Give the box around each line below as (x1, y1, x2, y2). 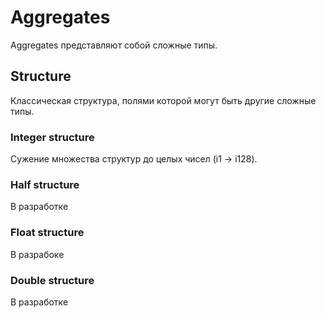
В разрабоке (10, 248, 65, 260)
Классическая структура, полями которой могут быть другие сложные (10, 94, 317, 106)
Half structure (10, 177, 80, 191)
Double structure (10, 273, 95, 287)
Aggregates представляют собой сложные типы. (10, 39, 218, 51)
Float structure (10, 226, 85, 240)
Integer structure (10, 130, 95, 144)
